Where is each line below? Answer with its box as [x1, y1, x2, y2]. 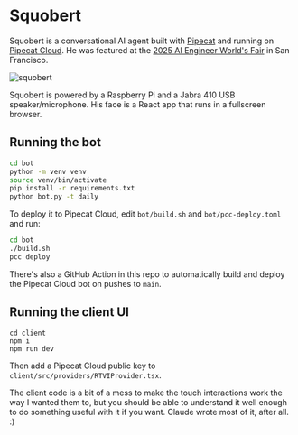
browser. [9, 108, 42, 119]
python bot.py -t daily [9, 192, 99, 201]
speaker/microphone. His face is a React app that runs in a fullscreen [9, 98, 266, 109]
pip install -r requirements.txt [9, 184, 135, 193]
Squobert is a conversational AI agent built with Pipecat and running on [9, 35, 274, 46]
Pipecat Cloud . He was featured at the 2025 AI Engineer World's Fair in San [9, 44, 290, 55]
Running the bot [9, 134, 102, 150]
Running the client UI [9, 304, 129, 320]
